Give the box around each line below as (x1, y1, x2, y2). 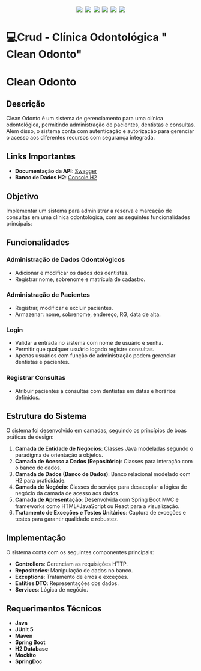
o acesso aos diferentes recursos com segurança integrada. (6, 134, 155, 141)
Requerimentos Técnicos (6, 604, 102, 614)
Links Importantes (6, 151, 76, 161)
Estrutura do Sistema (6, 411, 87, 421)
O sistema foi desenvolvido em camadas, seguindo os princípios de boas (6, 427, 187, 434)
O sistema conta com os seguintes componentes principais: (6, 549, 154, 556)
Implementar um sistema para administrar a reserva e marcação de (6, 207, 172, 214)
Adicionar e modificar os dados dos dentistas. (14, 269, 129, 276)
